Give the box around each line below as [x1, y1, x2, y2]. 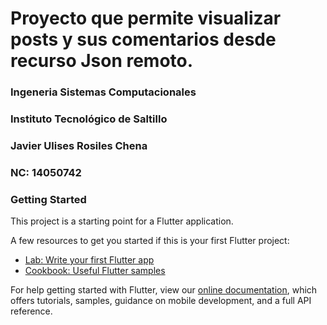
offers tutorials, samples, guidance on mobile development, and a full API [10, 295, 312, 307]
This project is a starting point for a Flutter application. [10, 215, 234, 227]
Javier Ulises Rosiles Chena [10, 138, 148, 152]
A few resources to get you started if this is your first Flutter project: [10, 235, 290, 247]
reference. [10, 305, 53, 317]
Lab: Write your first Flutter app [24, 254, 155, 266]
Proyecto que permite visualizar [10, 7, 282, 30]
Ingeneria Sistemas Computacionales [10, 85, 197, 99]
